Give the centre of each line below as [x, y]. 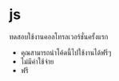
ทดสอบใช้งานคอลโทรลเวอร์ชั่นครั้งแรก [59, 37]
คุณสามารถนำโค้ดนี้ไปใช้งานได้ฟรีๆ [66, 52]
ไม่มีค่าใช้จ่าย [37, 61]
